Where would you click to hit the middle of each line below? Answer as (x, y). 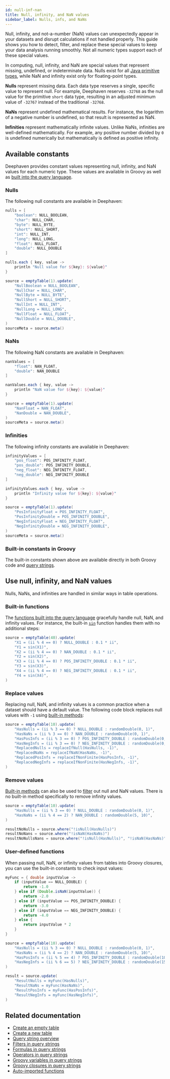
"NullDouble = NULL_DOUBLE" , (45, 319)
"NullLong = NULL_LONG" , (40, 310)
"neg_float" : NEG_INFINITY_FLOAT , (51, 470)
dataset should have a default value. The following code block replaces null (84, 710)
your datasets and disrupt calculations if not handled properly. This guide (81, 39)
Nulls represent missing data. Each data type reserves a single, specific (80, 86)
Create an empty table (36, 1028)
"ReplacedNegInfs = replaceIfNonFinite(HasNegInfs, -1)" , (77, 762)
